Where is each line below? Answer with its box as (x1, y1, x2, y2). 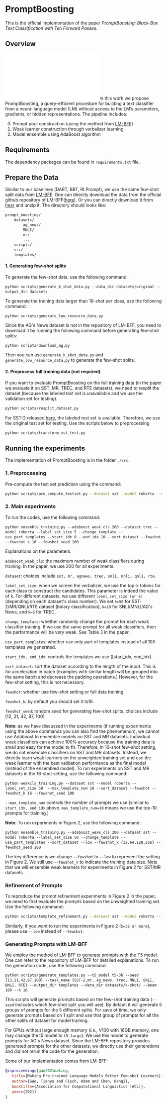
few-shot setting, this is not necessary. (5, 679, 85, 685)
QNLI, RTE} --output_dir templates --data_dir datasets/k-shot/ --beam (5, 983, 157, 988)
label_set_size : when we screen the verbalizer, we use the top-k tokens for (5, 582, 161, 588)
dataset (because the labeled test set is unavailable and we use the (5, 390, 143, 396)
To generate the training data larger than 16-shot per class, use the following (5, 298, 162, 304)
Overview (5, 40, 36, 48)
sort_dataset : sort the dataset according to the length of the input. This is (5, 663, 156, 669)
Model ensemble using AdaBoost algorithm (12, 131, 101, 137)
